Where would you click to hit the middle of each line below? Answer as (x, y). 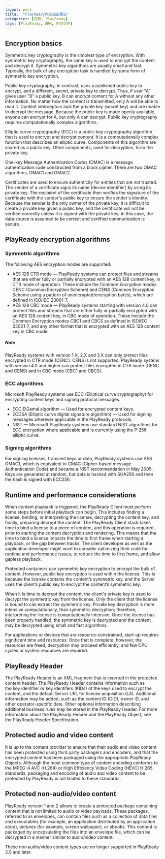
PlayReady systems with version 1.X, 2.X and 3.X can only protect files (76, 355)
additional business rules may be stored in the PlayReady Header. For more (81, 709)
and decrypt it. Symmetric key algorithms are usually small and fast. (74, 66)
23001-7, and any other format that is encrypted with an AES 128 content (86, 326)
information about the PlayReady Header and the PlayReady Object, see (78, 714)
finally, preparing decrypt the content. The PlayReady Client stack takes (78, 523)
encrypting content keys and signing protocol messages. (63, 400)
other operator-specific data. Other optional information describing (73, 704)
